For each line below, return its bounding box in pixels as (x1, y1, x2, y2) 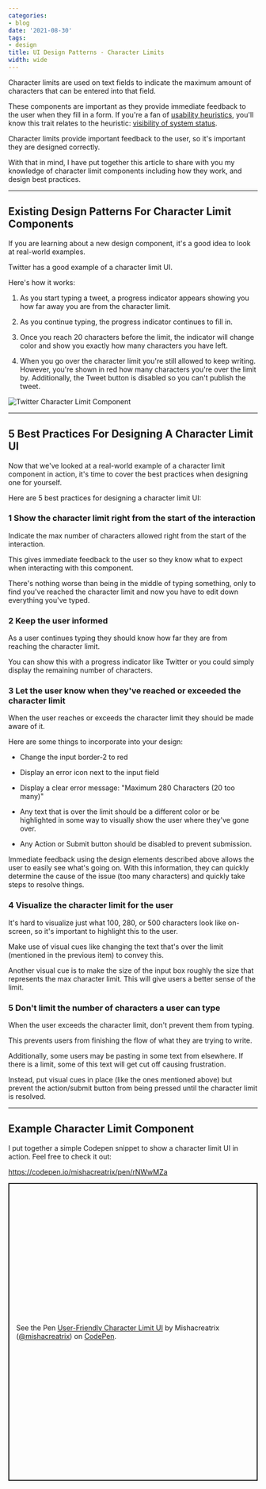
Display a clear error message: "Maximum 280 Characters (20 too (19, 783, 235, 793)
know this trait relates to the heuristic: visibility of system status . (8, 118, 218, 128)
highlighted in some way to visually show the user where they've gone (19, 816, 249, 825)
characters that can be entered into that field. (8, 86, 156, 95)
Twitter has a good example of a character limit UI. (8, 262, 173, 272)
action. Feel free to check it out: (8, 1151, 112, 1161)
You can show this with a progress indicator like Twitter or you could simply (8, 657, 255, 667)
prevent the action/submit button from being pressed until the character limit (8, 1083, 258, 1093)
